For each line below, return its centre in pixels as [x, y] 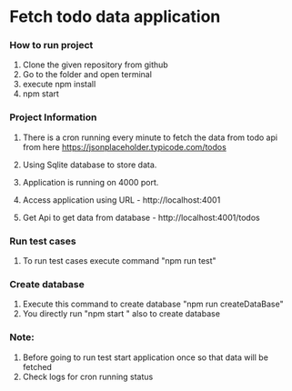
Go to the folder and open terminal [87, 75]
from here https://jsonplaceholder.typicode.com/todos [125, 146]
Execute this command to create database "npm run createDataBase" [153, 304]
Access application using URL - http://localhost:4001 [121, 200]
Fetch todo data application [115, 17]
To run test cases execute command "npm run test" [119, 261]
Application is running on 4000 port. [91, 182]
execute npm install [59, 85]
